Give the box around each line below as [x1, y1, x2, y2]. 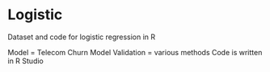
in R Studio [7, 56, 44, 66]
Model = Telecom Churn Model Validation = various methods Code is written [7, 47, 263, 57]
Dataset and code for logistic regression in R [7, 32, 156, 42]
